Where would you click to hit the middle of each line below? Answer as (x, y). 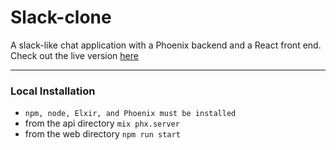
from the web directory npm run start (102, 134)
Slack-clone (61, 17)
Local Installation (53, 91)
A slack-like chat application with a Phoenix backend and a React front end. (166, 45)
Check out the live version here (74, 55)
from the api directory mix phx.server (102, 123)
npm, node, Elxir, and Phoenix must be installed (130, 114)
